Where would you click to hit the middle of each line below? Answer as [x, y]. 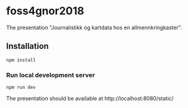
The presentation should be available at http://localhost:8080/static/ [90, 98]
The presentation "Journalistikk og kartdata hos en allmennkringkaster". [94, 27]
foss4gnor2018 [45, 11]
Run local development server [51, 75]
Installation [27, 46]
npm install [21, 60]
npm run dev [21, 88]
